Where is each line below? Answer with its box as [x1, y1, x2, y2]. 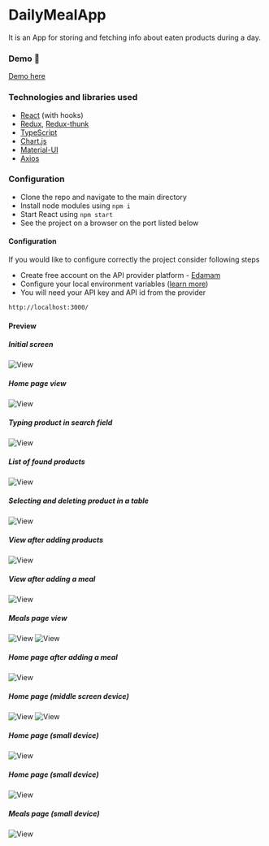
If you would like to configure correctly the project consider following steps [8, 254, 260, 265]
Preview [8, 321, 37, 331]
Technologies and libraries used [8, 92, 138, 103]
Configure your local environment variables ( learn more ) [20, 279, 209, 289]
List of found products [8, 457, 85, 466]
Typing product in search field [8, 418, 113, 427]
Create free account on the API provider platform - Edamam [20, 271, 221, 280]
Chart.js [20, 136, 47, 145]
